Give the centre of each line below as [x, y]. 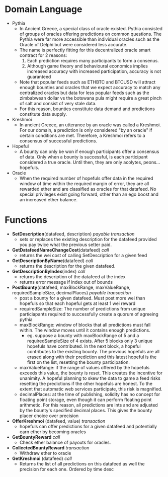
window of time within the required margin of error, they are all [84, 183]
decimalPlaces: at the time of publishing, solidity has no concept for [90, 394]
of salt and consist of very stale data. [58, 103]
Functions [26, 220]
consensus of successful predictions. [58, 141]
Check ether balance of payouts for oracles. [65, 442]
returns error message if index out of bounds [66, 282]
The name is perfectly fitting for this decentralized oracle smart [85, 50]
